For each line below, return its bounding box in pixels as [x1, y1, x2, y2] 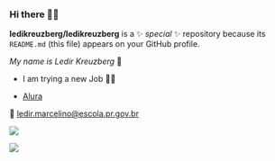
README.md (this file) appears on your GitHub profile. [9, 39, 200, 49]
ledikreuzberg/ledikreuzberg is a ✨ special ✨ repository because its [9, 29, 266, 40]
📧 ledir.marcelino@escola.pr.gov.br [9, 108, 140, 120]
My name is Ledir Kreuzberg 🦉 [9, 56, 123, 67]
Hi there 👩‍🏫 [9, 8, 60, 21]
